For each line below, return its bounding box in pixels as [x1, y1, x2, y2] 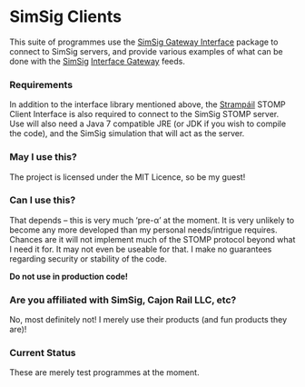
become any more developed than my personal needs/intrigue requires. [9, 224, 278, 235]
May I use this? [9, 151, 77, 164]
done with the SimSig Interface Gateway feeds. [9, 55, 186, 66]
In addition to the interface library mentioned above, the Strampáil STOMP [9, 99, 286, 110]
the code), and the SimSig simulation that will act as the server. [9, 128, 245, 139]
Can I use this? [9, 193, 76, 206]
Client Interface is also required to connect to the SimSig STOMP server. [9, 109, 280, 120]
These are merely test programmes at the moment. [9, 367, 200, 378]
